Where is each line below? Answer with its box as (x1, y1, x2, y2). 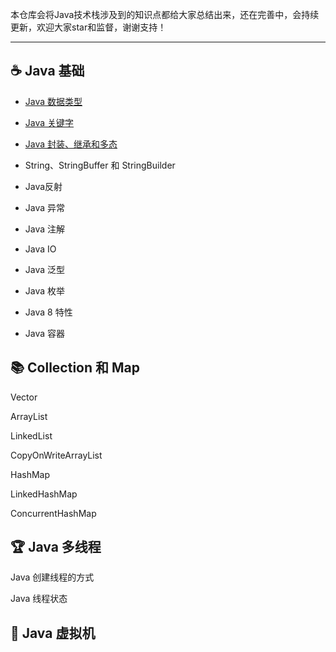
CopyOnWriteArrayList (10, 449, 103, 461)
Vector (10, 391, 38, 403)
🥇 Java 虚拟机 (10, 624, 96, 642)
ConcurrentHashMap (10, 507, 97, 519)
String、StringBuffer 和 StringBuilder (24, 159, 176, 171)
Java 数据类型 (24, 95, 83, 107)
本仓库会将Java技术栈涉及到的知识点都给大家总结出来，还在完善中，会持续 (10, 9, 320, 20)
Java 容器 (24, 327, 66, 339)
